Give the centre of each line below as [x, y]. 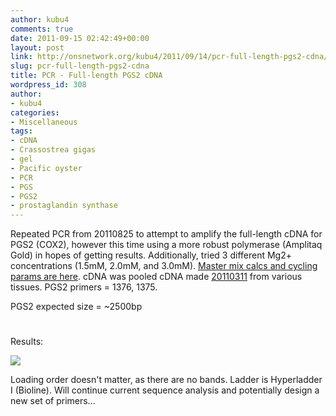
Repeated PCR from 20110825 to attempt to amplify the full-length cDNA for [166, 234]
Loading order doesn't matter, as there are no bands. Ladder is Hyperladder [166, 380]
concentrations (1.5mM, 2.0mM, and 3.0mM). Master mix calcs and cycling [164, 266]
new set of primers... [53, 401]
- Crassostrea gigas [53, 150]
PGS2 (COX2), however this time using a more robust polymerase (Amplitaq [166, 245]
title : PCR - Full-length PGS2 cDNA [86, 76]
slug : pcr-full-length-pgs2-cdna [80, 66]
